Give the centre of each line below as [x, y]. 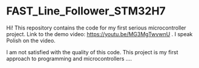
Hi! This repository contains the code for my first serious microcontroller [96, 28]
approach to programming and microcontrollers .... [69, 58]
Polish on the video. [31, 40]
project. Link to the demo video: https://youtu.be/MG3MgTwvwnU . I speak [99, 34]
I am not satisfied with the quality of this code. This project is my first [92, 52]
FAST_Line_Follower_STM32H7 [86, 11]
